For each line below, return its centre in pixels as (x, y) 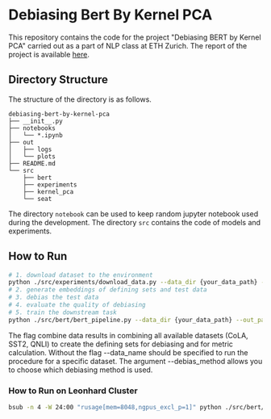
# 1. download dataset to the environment (81, 275)
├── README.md (32, 163)
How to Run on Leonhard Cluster (73, 391)
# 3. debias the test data (54, 297)
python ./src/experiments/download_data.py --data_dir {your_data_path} (133, 283)
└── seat (38, 199)
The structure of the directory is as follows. (80, 99)
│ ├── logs (30, 149)
